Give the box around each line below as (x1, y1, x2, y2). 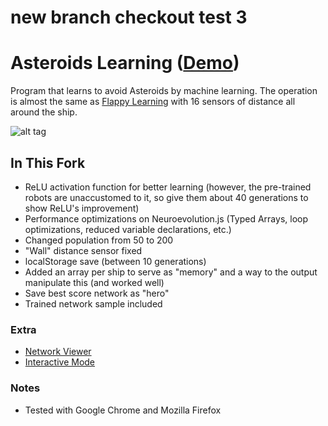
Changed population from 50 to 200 (24, 234, 174, 246)
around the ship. (10, 106, 78, 118)
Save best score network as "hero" (24, 287, 170, 299)
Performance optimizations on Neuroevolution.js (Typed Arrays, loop (24, 212, 309, 225)
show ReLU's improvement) (24, 202, 140, 214)
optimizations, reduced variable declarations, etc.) (24, 223, 232, 235)
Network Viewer (24, 346, 92, 358)
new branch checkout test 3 (10, 6, 248, 29)
